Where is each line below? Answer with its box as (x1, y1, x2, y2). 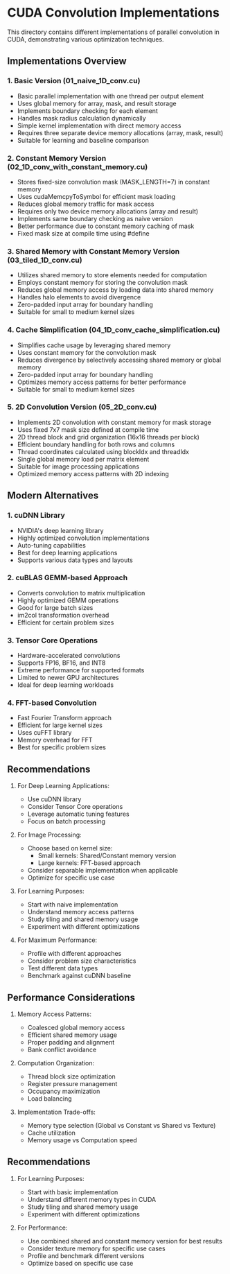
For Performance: (17, 1223, 68, 1232)
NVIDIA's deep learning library (17, 526, 104, 534)
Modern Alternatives (7, 490, 99, 502)
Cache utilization (27, 1128, 76, 1137)
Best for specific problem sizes (17, 743, 106, 751)
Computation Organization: (17, 1059, 95, 1067)
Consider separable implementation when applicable (27, 866, 179, 875)
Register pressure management (27, 1080, 118, 1088)
